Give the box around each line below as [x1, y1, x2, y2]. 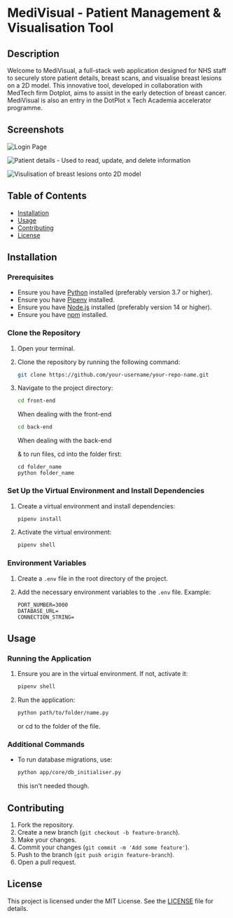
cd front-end [17, 398, 56, 405]
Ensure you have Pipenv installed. [17, 296, 115, 304]
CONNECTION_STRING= [17, 614, 75, 621]
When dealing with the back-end [17, 436, 112, 445]
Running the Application [7, 654, 92, 663]
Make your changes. [17, 836, 77, 844]
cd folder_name [17, 464, 62, 471]
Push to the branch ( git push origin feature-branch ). [17, 851, 175, 858]
